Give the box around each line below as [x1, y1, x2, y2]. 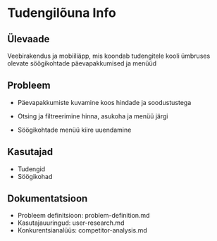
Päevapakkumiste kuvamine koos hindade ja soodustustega [17, 98, 192, 106]
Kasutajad [7, 146, 54, 158]
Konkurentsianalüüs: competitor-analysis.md [17, 226, 147, 235]
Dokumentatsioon [7, 192, 88, 205]
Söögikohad [17, 172, 53, 180]
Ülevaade [7, 33, 50, 45]
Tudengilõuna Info [7, 5, 116, 21]
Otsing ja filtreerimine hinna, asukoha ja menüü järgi [17, 111, 168, 121]
